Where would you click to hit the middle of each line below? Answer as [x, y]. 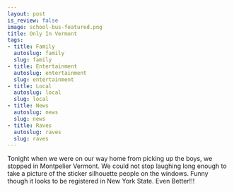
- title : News [28, 106]
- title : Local [30, 86]
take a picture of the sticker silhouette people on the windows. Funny [108, 174]
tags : [15, 40]
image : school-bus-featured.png [55, 27]
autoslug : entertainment [50, 73]
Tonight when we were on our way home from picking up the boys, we [110, 159]
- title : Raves [30, 125]
